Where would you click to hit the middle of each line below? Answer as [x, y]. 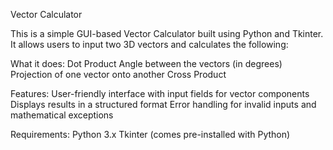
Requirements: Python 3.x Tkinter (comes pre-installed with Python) [150, 134]
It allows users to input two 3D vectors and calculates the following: [149, 44]
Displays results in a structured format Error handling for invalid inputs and [163, 104]
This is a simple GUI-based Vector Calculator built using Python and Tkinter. [167, 33]
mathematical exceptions [62, 115]
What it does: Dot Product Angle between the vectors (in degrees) [146, 63]
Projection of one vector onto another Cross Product [118, 74]
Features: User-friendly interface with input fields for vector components [160, 93]
